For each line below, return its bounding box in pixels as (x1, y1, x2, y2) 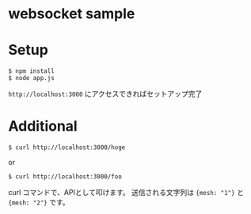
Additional (8, 117, 78, 136)
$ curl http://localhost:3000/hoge (8, 143, 126, 151)
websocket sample (8, 5, 135, 23)
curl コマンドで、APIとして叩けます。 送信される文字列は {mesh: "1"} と (8, 188, 244, 197)
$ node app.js (8, 75, 55, 82)
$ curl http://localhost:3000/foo (8, 173, 123, 181)
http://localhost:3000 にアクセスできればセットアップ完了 (8, 89, 203, 99)
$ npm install (8, 67, 55, 75)
